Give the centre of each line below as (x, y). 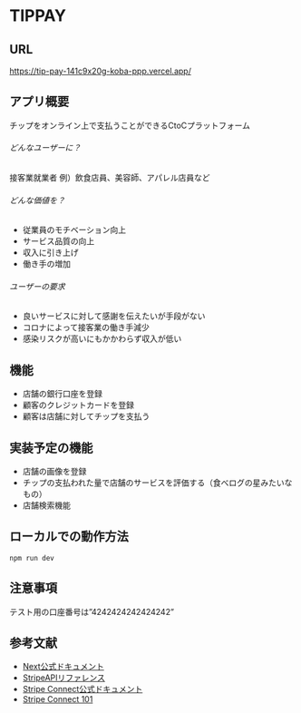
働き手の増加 (46, 264)
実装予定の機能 (51, 448)
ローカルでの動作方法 (69, 537)
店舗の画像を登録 (54, 472)
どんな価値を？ (37, 200)
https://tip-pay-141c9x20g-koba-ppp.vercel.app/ (101, 71)
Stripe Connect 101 (58, 699)
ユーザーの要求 (37, 286)
